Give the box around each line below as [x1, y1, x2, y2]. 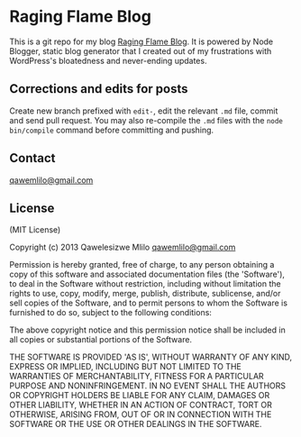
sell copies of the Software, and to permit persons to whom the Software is [9, 297, 288, 308]
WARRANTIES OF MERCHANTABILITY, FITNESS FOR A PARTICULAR [9, 371, 264, 382]
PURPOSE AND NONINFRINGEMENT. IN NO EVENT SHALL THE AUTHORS [9, 380, 287, 391]
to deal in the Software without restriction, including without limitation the [9, 278, 281, 289]
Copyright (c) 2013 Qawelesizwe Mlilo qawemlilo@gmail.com [9, 241, 236, 253]
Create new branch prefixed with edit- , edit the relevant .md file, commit [9, 105, 278, 116]
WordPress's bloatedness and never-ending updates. [9, 55, 207, 66]
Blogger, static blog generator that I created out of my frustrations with [9, 45, 272, 56]
